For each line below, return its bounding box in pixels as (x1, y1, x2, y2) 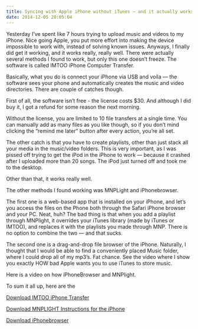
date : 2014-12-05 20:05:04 (6, 14, 72, 20)
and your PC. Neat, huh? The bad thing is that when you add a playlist (6, 210, 176, 218)
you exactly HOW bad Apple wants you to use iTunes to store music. (6, 259, 173, 267)
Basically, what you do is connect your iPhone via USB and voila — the (6, 73, 178, 80)
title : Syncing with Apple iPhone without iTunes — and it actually (6, 8, 178, 15)
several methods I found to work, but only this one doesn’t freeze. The (6, 55, 177, 62)
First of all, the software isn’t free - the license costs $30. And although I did (6, 97, 192, 104)
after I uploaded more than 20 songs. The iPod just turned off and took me (6, 157, 187, 164)
